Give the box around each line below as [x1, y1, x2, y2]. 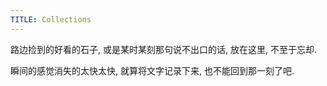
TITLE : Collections [10, 14, 92, 25]
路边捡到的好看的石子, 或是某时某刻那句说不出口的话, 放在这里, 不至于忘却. [10, 43, 317, 55]
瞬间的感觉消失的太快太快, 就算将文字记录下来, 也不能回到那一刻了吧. [10, 64, 295, 76]
